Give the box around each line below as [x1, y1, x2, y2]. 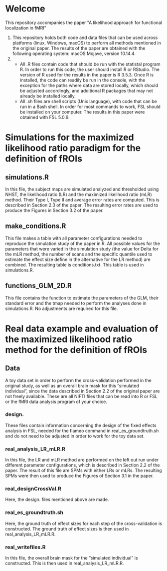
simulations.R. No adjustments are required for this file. [5, 305, 118, 311]
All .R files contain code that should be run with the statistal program [19, 61, 161, 67]
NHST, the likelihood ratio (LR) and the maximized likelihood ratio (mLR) [5, 191, 152, 197]
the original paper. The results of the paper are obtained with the [12, 45, 146, 51]
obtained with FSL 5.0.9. [19, 114, 70, 120]
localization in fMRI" [5, 24, 46, 30]
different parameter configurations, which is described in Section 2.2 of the [5, 462, 160, 468]
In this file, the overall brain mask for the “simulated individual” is [5, 555, 138, 561]
